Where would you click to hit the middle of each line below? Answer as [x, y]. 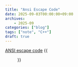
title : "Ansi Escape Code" [33, 9]
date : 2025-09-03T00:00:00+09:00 [39, 14]
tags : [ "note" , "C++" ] [28, 32]
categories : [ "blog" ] [27, 28]
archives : [15, 18]
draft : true [17, 37]
